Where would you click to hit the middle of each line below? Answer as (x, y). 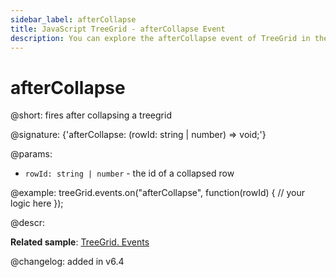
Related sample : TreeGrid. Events (80, 242)
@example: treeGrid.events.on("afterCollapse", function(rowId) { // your (158, 193)
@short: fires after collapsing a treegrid (91, 115)
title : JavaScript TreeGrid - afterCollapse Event (118, 29)
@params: (31, 154)
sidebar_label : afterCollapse (73, 19)
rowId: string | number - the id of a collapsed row (129, 173)
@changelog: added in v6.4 (67, 262)
